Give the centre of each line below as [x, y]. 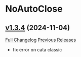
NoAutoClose [34, 9]
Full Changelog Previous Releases [41, 40]
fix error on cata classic [37, 50]
